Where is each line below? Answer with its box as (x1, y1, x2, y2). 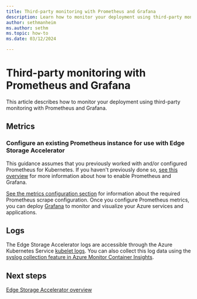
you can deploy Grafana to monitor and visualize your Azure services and (6, 202, 184, 209)
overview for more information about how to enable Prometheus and (6, 172, 171, 179)
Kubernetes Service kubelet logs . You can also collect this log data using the (6, 247, 192, 254)
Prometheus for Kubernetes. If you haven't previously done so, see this (6, 166, 178, 173)
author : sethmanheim (6, 19, 57, 25)
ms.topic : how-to (6, 31, 49, 36)
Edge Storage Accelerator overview (6, 286, 92, 294)
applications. (6, 209, 37, 216)
